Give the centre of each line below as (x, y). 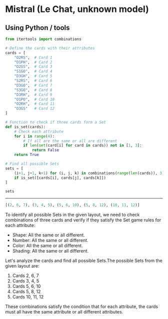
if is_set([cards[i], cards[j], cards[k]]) (60, 178)
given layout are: (22, 266)
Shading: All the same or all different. (50, 251)
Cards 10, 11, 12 (28, 297)
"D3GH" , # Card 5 (33, 76)
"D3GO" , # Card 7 (33, 85)
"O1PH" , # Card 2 (33, 62)
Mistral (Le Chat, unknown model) (77, 9)
